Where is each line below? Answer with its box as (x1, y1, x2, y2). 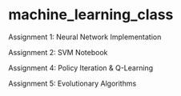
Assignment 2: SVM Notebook (8, 47, 108, 57)
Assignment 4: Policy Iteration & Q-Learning (8, 62, 154, 73)
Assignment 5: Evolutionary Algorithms (8, 78, 137, 88)
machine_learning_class (8, 6, 174, 24)
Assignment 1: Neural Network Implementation (8, 32, 162, 42)
